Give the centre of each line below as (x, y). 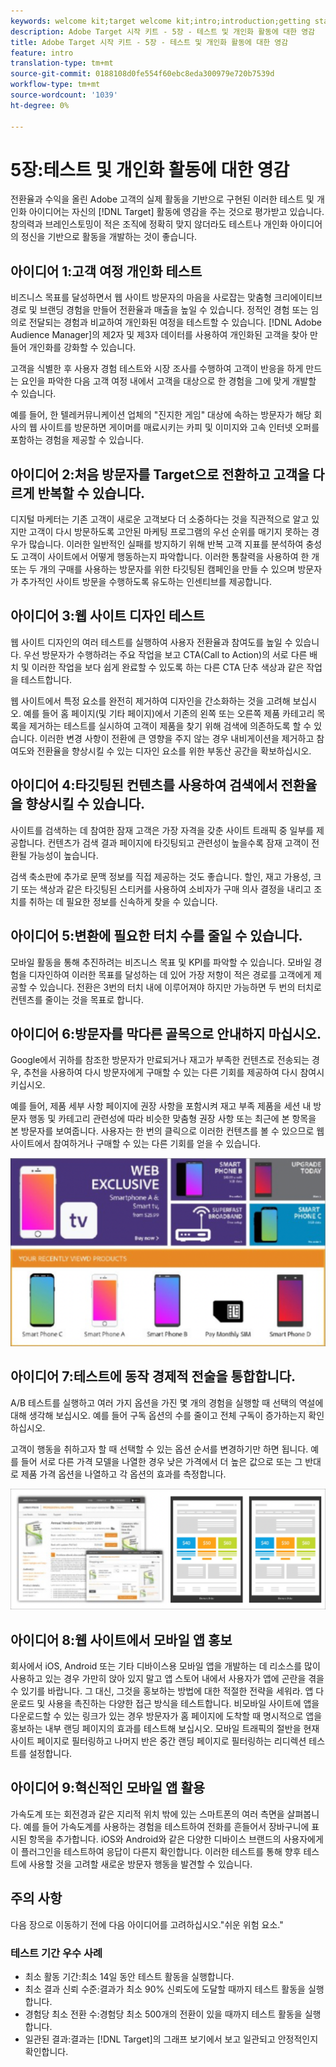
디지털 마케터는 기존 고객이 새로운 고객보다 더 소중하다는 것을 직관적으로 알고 (160, 519)
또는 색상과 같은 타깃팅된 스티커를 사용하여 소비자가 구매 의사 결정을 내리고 (166, 889)
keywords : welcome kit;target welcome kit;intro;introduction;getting (160, 21)
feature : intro (42, 53)
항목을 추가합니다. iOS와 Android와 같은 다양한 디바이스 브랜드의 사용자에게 (176, 1839)
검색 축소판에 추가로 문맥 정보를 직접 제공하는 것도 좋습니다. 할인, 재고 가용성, (161, 876)
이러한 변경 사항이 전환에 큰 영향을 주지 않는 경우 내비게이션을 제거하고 (177, 738)
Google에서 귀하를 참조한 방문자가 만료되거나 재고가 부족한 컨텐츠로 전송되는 (160, 1060)
